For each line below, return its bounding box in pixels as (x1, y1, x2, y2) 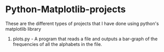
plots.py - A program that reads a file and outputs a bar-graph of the (12, 36, 158, 42)
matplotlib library (5, 25, 41, 32)
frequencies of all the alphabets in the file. (12, 41, 102, 47)
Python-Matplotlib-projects (5, 4, 126, 15)
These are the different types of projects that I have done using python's (5, 20, 159, 27)
